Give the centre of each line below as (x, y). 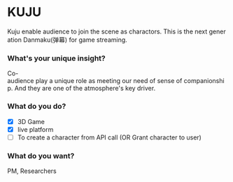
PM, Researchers (32, 171)
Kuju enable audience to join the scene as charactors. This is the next (107, 31)
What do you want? (41, 156)
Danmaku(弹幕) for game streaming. (75, 40)
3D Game (31, 121)
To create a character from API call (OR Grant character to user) (109, 137)
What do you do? (37, 107)
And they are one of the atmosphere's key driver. (85, 89)
